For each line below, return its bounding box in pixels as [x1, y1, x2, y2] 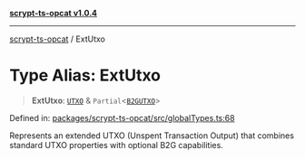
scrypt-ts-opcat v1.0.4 [9, 8, 98, 18]
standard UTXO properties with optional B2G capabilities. [9, 139, 224, 150]
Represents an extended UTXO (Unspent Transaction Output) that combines [9, 130, 295, 141]
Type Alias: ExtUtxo [9, 65, 162, 86]
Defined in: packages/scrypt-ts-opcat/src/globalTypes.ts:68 [9, 112, 235, 123]
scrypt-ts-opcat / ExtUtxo [9, 33, 106, 44]
